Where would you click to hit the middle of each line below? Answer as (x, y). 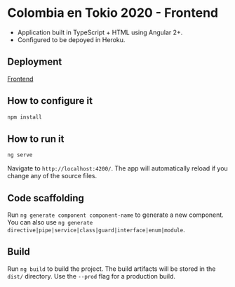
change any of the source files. (52, 176)
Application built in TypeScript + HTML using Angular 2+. (100, 32)
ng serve (20, 155)
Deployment (35, 62)
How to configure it (50, 101)
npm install (25, 117)
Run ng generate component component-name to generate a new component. (116, 215)
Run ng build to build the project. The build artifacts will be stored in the (112, 269)
